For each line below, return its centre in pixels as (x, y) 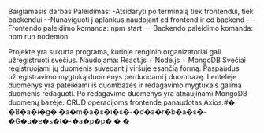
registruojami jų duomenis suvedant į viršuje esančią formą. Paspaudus (124, 68)
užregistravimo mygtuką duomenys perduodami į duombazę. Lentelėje (123, 77)
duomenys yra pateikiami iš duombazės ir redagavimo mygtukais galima (125, 85)
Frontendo (25, 28)
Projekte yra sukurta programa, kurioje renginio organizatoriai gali (115, 52)
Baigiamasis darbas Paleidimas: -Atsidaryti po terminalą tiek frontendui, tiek (131, 11)
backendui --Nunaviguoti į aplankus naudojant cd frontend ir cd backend (126, 20)
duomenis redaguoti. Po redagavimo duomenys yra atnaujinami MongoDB (128, 93)
